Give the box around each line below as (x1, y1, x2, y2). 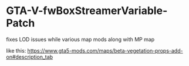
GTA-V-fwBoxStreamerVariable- (6, 4, 168, 18)
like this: (6, 47, 26, 54)
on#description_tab (6, 53, 53, 60)
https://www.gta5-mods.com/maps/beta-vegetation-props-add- (27, 47, 183, 54)
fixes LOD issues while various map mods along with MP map (6, 36, 155, 43)
